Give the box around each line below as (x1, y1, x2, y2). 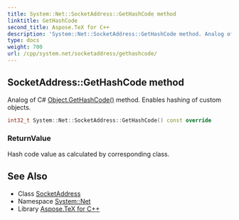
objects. (7, 103, 31, 111)
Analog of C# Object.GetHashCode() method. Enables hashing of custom (7, 95, 222, 104)
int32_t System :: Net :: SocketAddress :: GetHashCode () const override (7, 117, 212, 124)
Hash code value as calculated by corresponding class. (7, 150, 170, 158)
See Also (7, 170, 48, 182)
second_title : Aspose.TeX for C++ (7, 23, 110, 31)
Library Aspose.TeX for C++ (17, 204, 100, 213)
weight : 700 (7, 43, 43, 51)
